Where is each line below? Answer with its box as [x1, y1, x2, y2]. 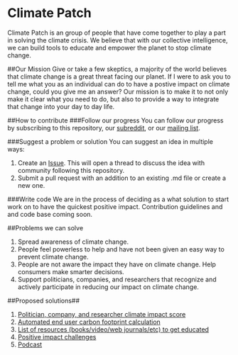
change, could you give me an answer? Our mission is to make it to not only [7, 87, 229, 96]
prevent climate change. [17, 252, 89, 261]
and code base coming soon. [7, 210, 93, 218]
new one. [17, 181, 45, 189]
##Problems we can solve [7, 223, 84, 232]
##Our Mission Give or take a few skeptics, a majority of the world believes [7, 64, 227, 73]
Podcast [17, 340, 43, 349]
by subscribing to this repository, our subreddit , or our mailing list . [7, 123, 200, 132]
